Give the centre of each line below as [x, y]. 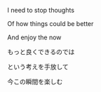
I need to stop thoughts [41, 10]
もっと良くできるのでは [41, 52]
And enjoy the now [34, 37]
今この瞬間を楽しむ [35, 81]
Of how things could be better [50, 24]
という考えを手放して [38, 67]
